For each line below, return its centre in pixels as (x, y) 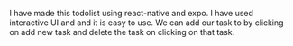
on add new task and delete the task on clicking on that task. (122, 32)
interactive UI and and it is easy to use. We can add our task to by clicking (146, 23)
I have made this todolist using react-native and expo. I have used (132, 13)
